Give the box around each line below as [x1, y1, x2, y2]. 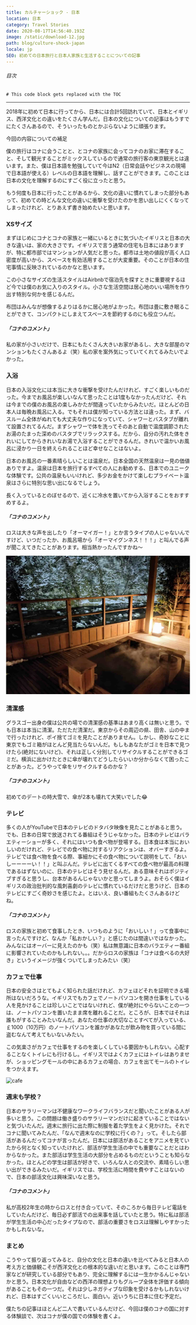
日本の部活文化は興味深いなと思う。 [16, 1173, 103, 1180]
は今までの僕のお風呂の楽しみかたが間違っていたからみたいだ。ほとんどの [6, 401, 185, 408]
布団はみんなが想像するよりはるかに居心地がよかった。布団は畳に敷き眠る [6, 303, 185, 310]
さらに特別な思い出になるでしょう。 [16, 479, 103, 486]
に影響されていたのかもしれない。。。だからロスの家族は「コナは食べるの [6, 950, 180, 957]
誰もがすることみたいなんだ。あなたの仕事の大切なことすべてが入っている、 [6, 1016, 189, 1023]
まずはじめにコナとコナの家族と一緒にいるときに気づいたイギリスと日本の [6, 234, 185, 241]
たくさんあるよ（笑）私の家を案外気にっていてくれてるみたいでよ [31, 349, 190, 356]
